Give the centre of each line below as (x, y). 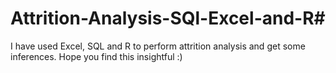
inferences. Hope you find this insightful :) (96, 56)
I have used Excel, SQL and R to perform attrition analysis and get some (158, 46)
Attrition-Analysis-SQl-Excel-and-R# (168, 18)
